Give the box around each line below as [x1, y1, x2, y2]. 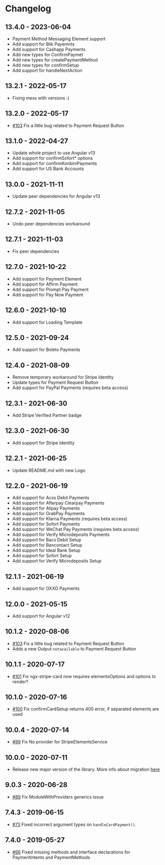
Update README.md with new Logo [12, 467, 85, 473]
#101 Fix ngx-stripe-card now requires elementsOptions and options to [12, 673, 156, 679]
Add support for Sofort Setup [12, 553, 72, 559]
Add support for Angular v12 [12, 613, 70, 619]
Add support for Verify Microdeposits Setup [12, 558, 102, 564]
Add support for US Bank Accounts [12, 166, 84, 172]
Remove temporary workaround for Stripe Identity [12, 374, 114, 380]
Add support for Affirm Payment [12, 281, 78, 287]
